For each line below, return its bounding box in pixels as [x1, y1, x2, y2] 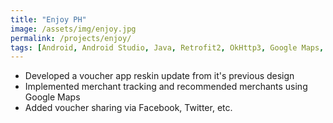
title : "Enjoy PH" [10, 14, 87, 25]
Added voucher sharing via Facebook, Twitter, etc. [24, 102, 233, 114]
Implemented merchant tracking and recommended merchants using [24, 81, 308, 93]
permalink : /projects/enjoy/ [10, 33, 132, 43]
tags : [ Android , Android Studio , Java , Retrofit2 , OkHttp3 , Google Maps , [10, 42, 325, 53]
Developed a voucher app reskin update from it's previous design [24, 70, 295, 82]
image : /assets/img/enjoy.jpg [10, 24, 137, 34]
